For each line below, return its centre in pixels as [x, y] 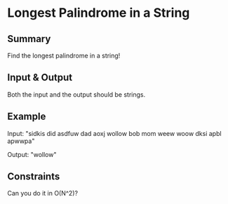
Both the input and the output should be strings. [76, 94]
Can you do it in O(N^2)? [43, 193]
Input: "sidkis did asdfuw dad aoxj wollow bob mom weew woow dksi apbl [115, 133]
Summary [29, 39]
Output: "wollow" [32, 154]
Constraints [34, 177]
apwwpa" [21, 141]
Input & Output [40, 77]
